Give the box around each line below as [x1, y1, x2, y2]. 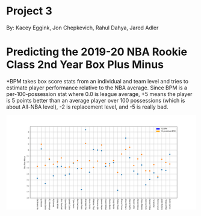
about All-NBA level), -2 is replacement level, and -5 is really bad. [6, 103, 169, 110]
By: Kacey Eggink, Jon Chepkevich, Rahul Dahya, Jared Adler [6, 24, 159, 31]
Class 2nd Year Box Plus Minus [6, 58, 164, 71]
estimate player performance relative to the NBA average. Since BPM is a [6, 84, 188, 91]
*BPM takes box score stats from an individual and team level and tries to [6, 77, 188, 85]
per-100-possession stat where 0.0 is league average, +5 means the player [6, 90, 193, 97]
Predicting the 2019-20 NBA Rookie [6, 45, 188, 59]
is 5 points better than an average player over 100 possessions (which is [6, 97, 185, 104]
